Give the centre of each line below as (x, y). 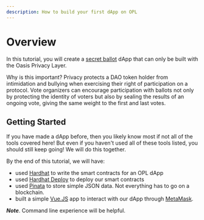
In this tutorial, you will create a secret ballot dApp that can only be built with (102, 59)
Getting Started (36, 122)
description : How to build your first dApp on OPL (72, 12)
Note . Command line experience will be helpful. (66, 211)
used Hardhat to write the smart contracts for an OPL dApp (89, 173)
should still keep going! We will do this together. (66, 150)
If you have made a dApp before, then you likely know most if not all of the (100, 137)
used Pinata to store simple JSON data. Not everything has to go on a (102, 186)
